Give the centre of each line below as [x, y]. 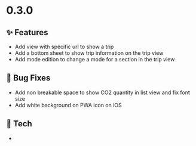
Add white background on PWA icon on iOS [68, 105]
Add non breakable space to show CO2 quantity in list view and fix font [102, 92]
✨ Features [27, 32]
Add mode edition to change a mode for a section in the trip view [95, 59]
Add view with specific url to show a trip [64, 46]
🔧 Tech [19, 124]
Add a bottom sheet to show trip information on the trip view [89, 53]
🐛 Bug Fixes [28, 78]
